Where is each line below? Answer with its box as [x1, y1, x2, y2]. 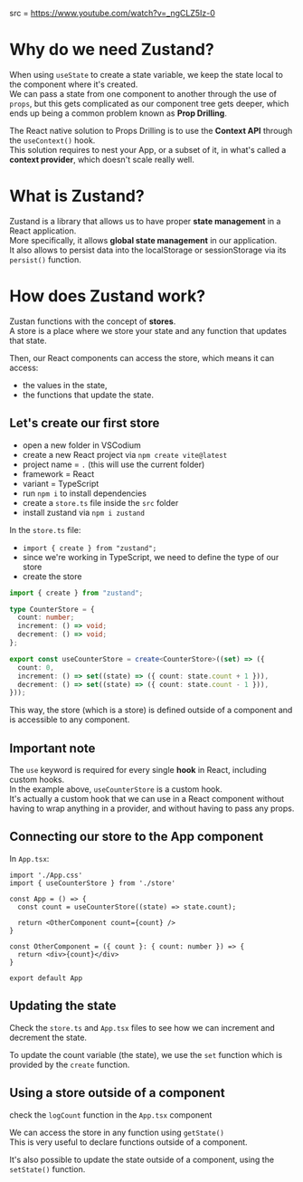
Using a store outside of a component [9, 1085, 225, 1101]
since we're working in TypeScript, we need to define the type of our [22, 551, 279, 562]
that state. [9, 335, 47, 346]
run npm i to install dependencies [22, 488, 147, 499]
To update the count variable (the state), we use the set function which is [9, 1049, 283, 1060]
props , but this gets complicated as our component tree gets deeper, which [9, 98, 289, 109]
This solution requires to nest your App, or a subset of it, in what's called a [9, 144, 287, 155]
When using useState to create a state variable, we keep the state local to [9, 69, 283, 80]
